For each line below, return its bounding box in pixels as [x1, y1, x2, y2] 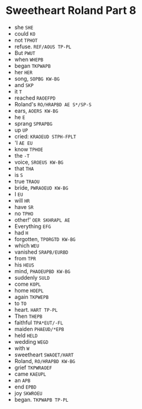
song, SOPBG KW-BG [14, 75, 60, 82]
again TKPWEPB [14, 293, 49, 300]
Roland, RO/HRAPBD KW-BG [14, 357, 76, 364]
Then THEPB [14, 312, 43, 320]
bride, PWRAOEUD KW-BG [14, 184, 69, 191]
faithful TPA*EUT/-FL [14, 318, 64, 326]
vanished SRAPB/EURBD [14, 248, 69, 256]
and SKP [14, 81, 34, 88]
